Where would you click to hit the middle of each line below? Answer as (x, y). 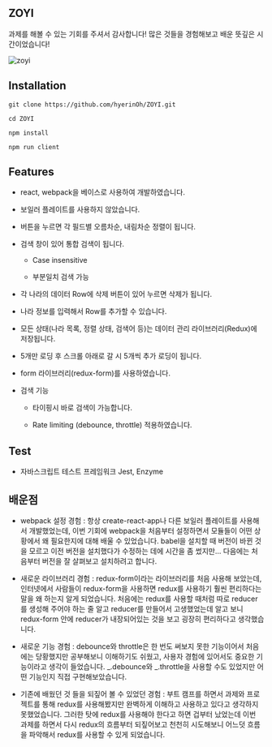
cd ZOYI (22, 118)
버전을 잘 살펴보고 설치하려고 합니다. (99, 561)
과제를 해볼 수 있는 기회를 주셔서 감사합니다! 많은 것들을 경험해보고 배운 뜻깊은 (132, 34)
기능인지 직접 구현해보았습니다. (78, 677)
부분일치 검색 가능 (60, 277)
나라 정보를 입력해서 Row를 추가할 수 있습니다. (93, 311)
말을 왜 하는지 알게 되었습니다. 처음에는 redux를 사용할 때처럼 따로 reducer (139, 599)
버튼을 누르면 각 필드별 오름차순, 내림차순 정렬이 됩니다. (108, 227)
